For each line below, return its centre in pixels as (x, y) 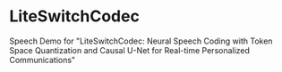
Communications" (43, 60)
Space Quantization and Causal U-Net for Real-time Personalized (130, 50)
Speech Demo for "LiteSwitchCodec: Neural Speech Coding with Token (141, 41)
